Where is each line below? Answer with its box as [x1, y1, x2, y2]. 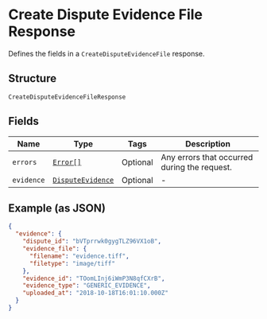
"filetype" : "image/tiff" [29, 259, 115, 267]
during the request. [161, 161, 233, 173]
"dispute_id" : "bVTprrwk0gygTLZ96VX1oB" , [22, 237, 161, 246]
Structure [8, 72, 57, 85]
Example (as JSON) [8, 201, 106, 215]
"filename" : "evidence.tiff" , [29, 252, 130, 260]
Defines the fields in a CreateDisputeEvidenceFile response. [8, 49, 205, 58]
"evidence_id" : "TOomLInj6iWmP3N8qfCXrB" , [22, 274, 165, 282]
